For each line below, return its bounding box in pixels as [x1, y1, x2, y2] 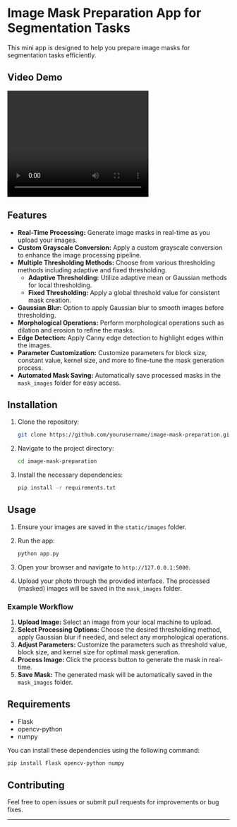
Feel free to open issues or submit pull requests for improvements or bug [7, 798, 219, 806]
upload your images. [17, 236, 78, 244]
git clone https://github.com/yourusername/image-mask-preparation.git [17, 432, 233, 439]
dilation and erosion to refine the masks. [17, 325, 135, 334]
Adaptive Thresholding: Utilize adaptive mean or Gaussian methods [28, 273, 227, 282]
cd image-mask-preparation [17, 458, 97, 465]
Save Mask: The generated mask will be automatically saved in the [17, 670, 213, 678]
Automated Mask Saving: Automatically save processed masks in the [17, 371, 221, 379]
